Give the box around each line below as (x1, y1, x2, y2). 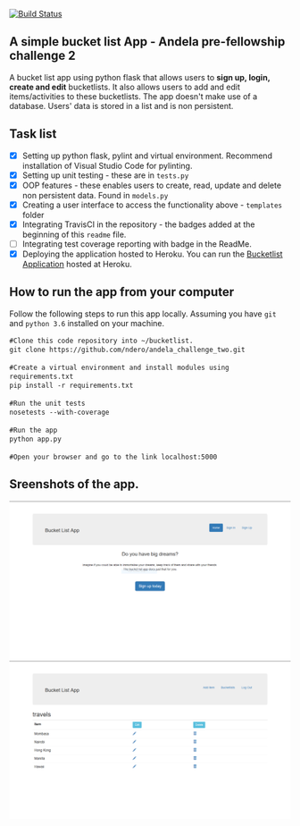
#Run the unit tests (9, 399, 87, 408)
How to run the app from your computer (9, 284, 235, 299)
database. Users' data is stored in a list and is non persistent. (9, 100, 234, 111)
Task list (9, 126, 57, 142)
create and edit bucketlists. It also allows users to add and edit (9, 81, 241, 92)
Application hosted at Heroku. (21, 259, 132, 270)
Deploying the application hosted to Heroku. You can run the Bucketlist (21, 249, 283, 259)
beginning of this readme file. (21, 229, 127, 240)
